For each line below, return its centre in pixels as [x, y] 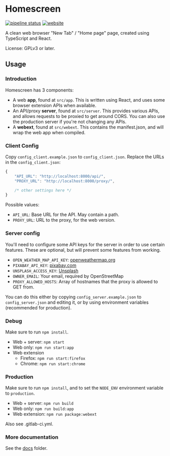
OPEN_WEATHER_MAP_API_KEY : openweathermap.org [64, 260]
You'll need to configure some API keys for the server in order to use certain [85, 244]
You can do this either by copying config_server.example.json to [73, 297]
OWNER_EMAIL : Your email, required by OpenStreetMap [68, 276]
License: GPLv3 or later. [30, 48]
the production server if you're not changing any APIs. [69, 122]
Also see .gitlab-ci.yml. [29, 424]
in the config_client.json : [33, 162]
